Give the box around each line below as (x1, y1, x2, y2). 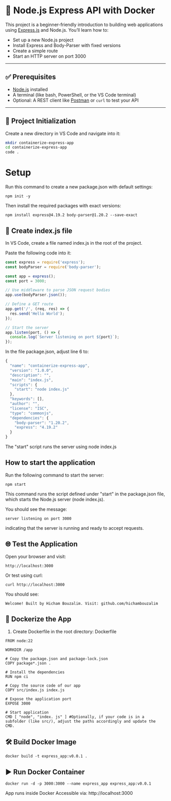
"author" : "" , (10, 401, 40, 407)
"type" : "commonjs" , (10, 411, 53, 416)
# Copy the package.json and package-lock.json (5, 656, 108, 661)
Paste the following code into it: (5, 250, 71, 256)
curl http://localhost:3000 (5, 582, 65, 587)
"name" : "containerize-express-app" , (10, 363, 90, 368)
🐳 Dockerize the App (5, 615, 72, 624)
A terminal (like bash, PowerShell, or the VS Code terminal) (12, 91, 136, 98)
